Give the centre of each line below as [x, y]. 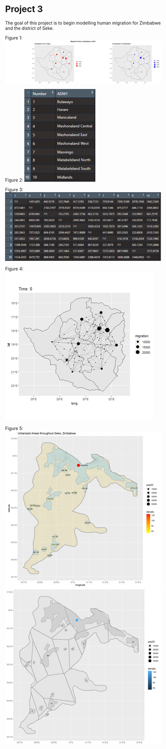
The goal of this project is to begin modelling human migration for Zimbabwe [83, 23]
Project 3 [24, 9]
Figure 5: [14, 428]
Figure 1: [14, 38]
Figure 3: [14, 189]
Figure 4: [14, 269]
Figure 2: [14, 180]
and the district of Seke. [30, 28]
